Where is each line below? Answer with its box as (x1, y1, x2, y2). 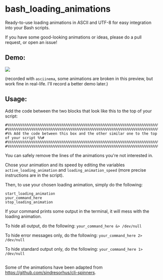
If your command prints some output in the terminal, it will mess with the (5, 208, 149, 214)
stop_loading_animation (5, 200, 53, 204)
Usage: (5, 95, 28, 103)
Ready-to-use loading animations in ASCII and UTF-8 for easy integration (5, 20, 152, 25)
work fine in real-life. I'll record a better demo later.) (5, 80, 108, 86)
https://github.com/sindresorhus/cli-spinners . (5, 269, 97, 275)
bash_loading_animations (5, 3, 111, 15)
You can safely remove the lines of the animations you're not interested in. (5, 152, 154, 158)
